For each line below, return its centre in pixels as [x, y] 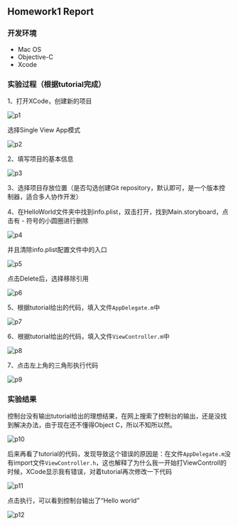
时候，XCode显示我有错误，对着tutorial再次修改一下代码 [90, 472]
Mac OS [29, 49]
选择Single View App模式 [44, 130]
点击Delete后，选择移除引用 [48, 278]
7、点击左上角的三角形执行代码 [53, 365]
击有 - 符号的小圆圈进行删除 [48, 221]
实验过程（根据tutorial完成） [56, 84]
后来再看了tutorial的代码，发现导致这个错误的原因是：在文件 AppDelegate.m [116, 454]
